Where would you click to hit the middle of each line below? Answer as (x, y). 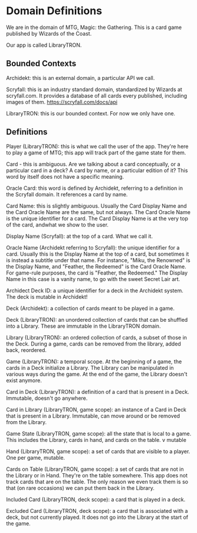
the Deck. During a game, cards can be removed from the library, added (93, 344)
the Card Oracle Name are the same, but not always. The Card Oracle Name (98, 212)
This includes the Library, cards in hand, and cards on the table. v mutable (96, 440)
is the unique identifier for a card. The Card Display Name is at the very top (97, 218)
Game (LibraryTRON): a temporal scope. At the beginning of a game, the (94, 361)
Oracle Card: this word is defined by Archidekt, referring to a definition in (95, 188)
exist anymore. (24, 380)
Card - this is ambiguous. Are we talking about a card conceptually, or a (93, 164)
